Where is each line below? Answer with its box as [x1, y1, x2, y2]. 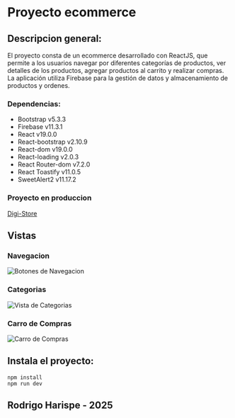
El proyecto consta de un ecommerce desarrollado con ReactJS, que [7, 51, 208, 60]
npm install [7, 373, 42, 381]
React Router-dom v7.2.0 [17, 160, 91, 169]
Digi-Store [7, 209, 38, 218]
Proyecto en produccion [7, 193, 92, 203]
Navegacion [7, 251, 50, 261]
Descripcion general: [7, 33, 102, 45]
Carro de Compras [7, 318, 72, 328]
